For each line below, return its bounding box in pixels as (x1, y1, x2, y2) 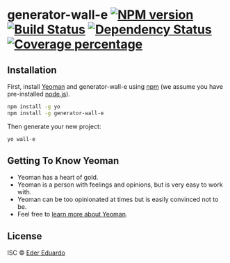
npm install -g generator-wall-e (7, 110, 104, 117)
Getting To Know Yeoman (7, 155, 120, 167)
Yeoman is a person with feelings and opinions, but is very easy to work (17, 180, 224, 189)
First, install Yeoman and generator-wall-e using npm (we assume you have (7, 83, 224, 90)
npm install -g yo (7, 103, 60, 110)
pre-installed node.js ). (7, 90, 71, 98)
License (7, 230, 42, 242)
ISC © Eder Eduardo (7, 248, 66, 257)
